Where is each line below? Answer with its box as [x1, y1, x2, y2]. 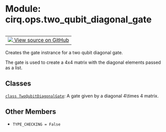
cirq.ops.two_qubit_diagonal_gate [5, 14, 152, 25]
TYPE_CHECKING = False [12, 122, 61, 127]
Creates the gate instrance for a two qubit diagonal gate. [5, 49, 123, 56]
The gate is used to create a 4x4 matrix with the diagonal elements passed [5, 59, 161, 65]
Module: [5, 3, 41, 15]
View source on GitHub [14, 36, 69, 43]
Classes [5, 79, 31, 88]
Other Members [5, 107, 57, 116]
